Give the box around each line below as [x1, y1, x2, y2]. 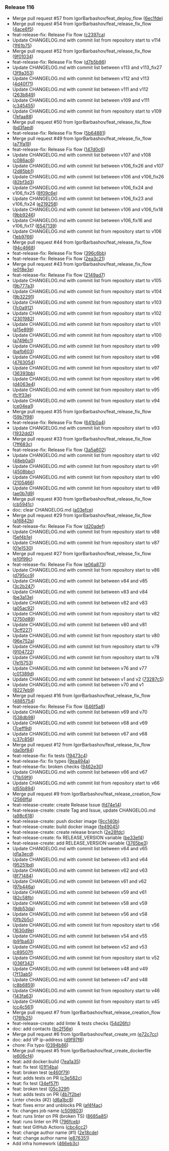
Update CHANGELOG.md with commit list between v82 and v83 [12, 600, 148, 606]
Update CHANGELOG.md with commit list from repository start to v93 [12, 425, 160, 431]
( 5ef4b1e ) [12, 534, 33, 540]
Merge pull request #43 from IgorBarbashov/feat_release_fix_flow [12, 261, 152, 267]
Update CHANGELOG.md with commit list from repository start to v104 [12, 288, 162, 295]
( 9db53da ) [12, 906, 35, 912]
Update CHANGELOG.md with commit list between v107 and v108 [12, 152, 152, 158]
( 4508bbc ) [12, 469, 35, 475]
